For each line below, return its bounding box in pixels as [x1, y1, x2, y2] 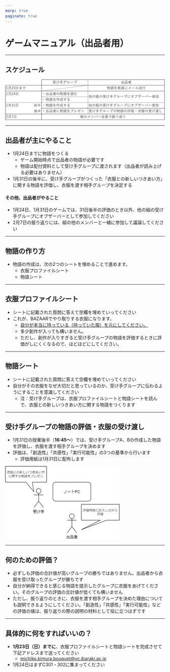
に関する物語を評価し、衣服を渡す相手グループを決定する [12, 182, 133, 188]
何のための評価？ [5, 556, 59, 564]
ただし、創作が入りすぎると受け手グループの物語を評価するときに [20, 334, 158, 340]
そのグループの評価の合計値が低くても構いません [21, 589, 123, 595]
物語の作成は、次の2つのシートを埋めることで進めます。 [12, 261, 131, 267]
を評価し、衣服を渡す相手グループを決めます [12, 443, 106, 449]
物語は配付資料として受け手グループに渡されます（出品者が [20, 163, 144, 169]
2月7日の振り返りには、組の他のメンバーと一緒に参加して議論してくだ [12, 219, 159, 225]
